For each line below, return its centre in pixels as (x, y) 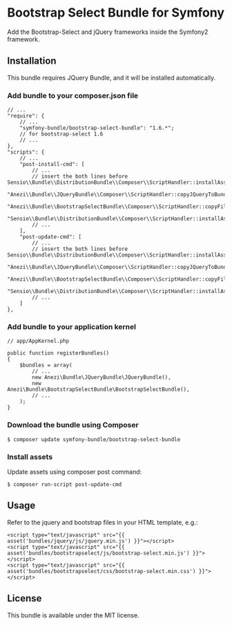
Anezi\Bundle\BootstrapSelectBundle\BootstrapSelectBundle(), (98, 390)
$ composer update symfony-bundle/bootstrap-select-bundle (94, 439)
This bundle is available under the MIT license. (73, 615)
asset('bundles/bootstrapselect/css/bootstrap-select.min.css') (101, 571)
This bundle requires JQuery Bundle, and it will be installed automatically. (112, 77)
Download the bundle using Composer (73, 425)
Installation (32, 61)
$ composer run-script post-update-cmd (65, 484)
